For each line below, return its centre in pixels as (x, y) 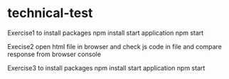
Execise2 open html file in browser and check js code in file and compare (114, 46)
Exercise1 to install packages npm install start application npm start (106, 33)
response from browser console (54, 54)
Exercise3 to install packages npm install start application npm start (106, 68)
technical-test (50, 13)
